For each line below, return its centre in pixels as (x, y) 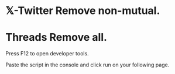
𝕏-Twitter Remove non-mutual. (83, 11)
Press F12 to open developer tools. (47, 54)
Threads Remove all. (56, 38)
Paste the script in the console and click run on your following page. (88, 65)
